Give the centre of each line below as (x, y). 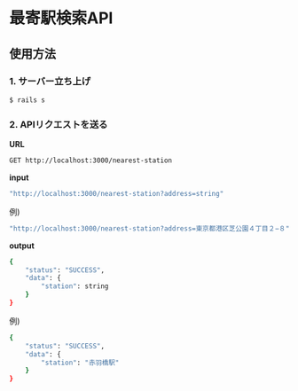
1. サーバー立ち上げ (50, 81)
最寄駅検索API (61, 18)
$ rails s (27, 100)
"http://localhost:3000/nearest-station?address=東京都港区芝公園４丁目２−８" (149, 228)
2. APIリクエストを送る (59, 124)
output (22, 246)
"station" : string (75, 286)
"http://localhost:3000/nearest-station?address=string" (117, 193)
